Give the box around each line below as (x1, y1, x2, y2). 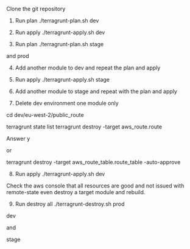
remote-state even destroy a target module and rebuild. (6, 189, 146, 195)
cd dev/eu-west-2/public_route (6, 111, 84, 118)
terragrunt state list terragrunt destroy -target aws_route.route (6, 123, 163, 130)
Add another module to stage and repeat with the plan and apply (15, 88, 178, 95)
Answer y (6, 135, 30, 142)
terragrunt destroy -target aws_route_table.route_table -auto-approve (6, 158, 181, 166)
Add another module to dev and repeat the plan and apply (15, 64, 161, 71)
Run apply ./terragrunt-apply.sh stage (15, 76, 110, 83)
